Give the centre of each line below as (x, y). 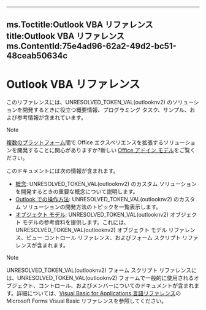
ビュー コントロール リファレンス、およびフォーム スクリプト (103, 238)
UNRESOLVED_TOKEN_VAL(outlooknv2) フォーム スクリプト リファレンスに (102, 270)
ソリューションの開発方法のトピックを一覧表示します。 (92, 207)
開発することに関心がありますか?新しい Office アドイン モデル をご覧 (104, 150)
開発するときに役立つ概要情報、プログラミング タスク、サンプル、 (106, 110)
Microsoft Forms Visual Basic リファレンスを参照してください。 (87, 301)
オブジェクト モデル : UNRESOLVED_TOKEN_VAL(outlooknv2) (92, 215)
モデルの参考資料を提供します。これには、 (76, 222)
